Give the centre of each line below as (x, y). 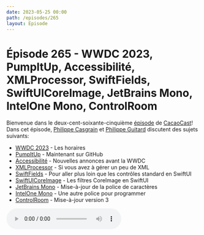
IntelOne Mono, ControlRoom (82, 106)
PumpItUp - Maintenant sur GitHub (59, 155)
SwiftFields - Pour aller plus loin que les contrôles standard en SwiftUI (103, 174)
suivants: (18, 136)
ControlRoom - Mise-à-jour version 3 (62, 200)
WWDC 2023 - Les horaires (50, 148)
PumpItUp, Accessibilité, (70, 67)
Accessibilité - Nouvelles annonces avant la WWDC (80, 161)
